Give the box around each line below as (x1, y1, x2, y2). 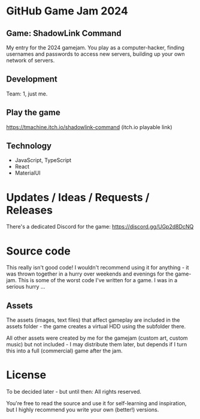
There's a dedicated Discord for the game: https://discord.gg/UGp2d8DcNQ (6, 223, 194, 231)
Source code (6, 244, 71, 258)
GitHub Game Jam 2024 (6, 4, 129, 18)
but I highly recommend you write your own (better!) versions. (6, 406, 159, 414)
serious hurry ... (6, 283, 46, 291)
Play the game (6, 107, 61, 118)
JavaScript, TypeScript (14, 157, 72, 164)
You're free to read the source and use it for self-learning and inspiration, (6, 400, 187, 407)
